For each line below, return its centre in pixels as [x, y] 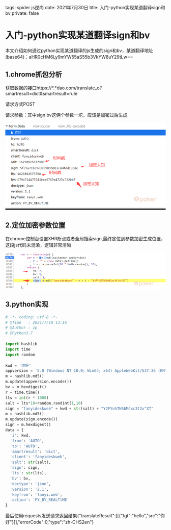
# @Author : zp [21, 328]
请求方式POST [20, 104]
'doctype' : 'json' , [31, 484]
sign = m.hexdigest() [28, 425]
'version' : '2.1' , [30, 489]
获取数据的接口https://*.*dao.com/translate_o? [54, 88]
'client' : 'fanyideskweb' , [38, 457]
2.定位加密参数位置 [35, 225]
